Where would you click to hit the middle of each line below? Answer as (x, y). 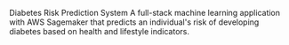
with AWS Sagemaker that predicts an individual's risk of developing (134, 22)
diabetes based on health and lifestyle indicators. (99, 31)
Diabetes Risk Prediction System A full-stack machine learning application (145, 13)
